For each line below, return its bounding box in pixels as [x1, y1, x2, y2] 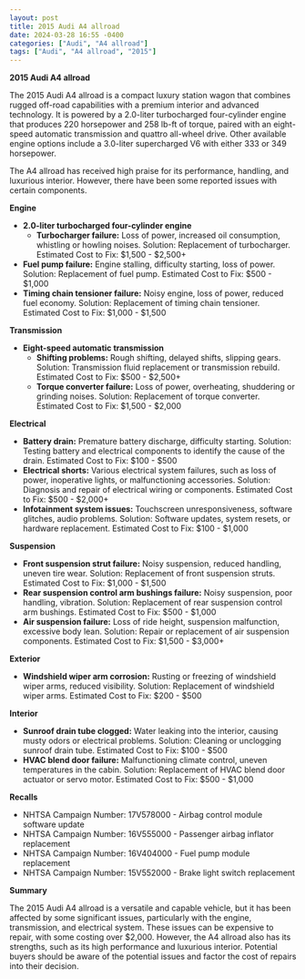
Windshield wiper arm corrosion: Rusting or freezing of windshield [22, 671, 277, 682]
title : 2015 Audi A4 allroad [9, 22, 120, 31]
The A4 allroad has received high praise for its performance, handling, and [9, 166, 290, 177]
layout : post [9, 13, 59, 23]
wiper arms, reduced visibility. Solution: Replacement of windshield [22, 680, 275, 692]
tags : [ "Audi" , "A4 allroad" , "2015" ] [9, 47, 157, 56]
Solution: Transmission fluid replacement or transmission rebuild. [36, 362, 280, 373]
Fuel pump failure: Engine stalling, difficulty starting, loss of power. [22, 259, 276, 270]
